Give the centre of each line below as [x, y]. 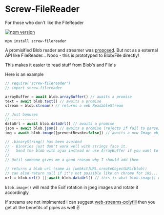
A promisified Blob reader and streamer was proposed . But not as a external [82, 50]
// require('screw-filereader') [38, 83]
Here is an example [24, 74]
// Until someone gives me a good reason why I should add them [72, 160]
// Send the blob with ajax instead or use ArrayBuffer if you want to [82, 151]
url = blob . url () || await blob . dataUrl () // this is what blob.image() [81, 178]
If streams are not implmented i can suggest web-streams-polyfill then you [80, 202]
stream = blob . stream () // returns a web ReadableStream [64, 106]
